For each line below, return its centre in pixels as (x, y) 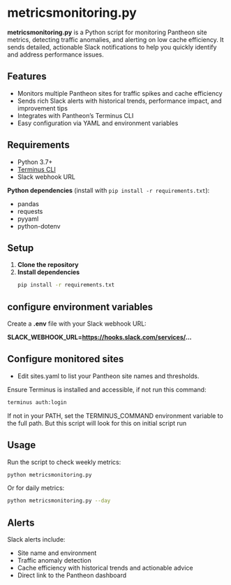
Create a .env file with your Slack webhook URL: (77, 324)
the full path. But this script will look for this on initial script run (97, 423)
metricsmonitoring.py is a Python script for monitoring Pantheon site (107, 32)
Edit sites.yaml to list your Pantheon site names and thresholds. (108, 376)
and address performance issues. (55, 55)
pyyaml (28, 219)
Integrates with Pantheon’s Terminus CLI (75, 115)
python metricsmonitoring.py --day (59, 501)
